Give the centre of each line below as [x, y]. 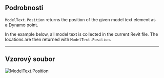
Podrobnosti [24, 8]
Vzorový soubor [30, 59]
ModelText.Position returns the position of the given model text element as [81, 19]
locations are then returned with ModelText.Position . [58, 39]
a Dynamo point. [21, 25]
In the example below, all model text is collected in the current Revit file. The [82, 34]
